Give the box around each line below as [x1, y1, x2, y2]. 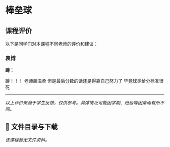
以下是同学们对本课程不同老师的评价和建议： [5, 41, 98, 47]
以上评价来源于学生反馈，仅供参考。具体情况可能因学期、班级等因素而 [5, 100, 151, 106]
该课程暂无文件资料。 [5, 137, 49, 143]
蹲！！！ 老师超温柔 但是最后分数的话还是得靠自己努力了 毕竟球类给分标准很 [5, 78, 164, 84]
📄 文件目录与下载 [5, 122, 58, 131]
